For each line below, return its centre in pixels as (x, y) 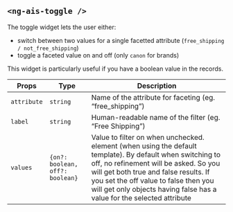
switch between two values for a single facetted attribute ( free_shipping (121, 40)
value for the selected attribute (141, 197)
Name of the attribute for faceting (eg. (153, 97)
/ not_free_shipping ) (48, 48)
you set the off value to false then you (153, 180)
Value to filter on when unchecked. (148, 137)
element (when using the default (144, 145)
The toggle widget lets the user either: (62, 27)
